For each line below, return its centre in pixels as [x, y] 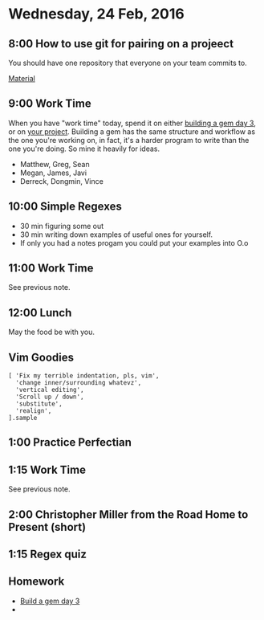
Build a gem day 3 [50, 601]
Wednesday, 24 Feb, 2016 [96, 14]
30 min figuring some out [62, 226]
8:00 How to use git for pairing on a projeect [121, 44]
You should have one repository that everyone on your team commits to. [128, 63]
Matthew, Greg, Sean [55, 164]
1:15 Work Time [47, 469]
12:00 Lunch [40, 313]
